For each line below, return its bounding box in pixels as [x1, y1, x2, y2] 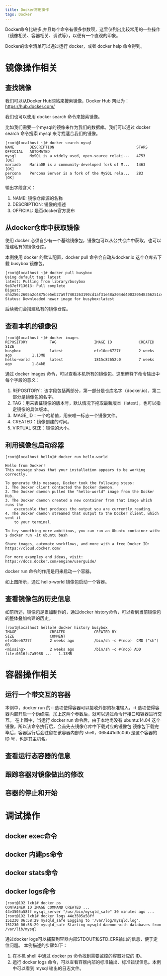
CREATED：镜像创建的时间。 [12, 419, 72, 425]
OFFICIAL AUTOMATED [5, 149, 50, 154]
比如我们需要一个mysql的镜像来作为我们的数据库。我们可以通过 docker [5, 124, 151, 130]
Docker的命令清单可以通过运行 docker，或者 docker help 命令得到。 [5, 43, 145, 49]
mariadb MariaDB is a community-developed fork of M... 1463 [5, 162, 146, 167]
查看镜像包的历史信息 [5, 595, 71, 603]
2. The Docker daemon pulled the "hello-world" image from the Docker [5, 489, 155, 494]
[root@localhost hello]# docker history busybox [5, 625, 108, 630]
